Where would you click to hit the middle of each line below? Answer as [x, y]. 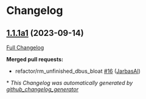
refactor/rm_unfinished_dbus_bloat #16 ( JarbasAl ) [78, 71]
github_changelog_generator [43, 89]
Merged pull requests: [35, 59]
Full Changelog [25, 47]
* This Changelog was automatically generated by [70, 83]
